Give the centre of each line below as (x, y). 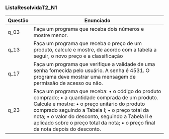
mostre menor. (51, 35)
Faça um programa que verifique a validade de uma (94, 64)
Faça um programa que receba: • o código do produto (97, 91)
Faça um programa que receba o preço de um (88, 43)
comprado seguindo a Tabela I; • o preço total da (91, 110)
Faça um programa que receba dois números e (89, 29)
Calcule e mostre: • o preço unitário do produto (89, 104)
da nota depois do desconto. (67, 129)
